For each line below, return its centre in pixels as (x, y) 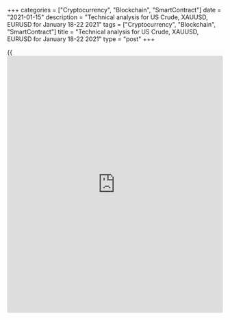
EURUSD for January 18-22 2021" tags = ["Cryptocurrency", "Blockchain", (112, 24)
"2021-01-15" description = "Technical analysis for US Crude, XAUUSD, (108, 17)
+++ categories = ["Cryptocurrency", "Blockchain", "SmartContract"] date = (114, 10)
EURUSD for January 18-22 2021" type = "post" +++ (81, 39)
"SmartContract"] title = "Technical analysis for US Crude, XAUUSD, (103, 32)
